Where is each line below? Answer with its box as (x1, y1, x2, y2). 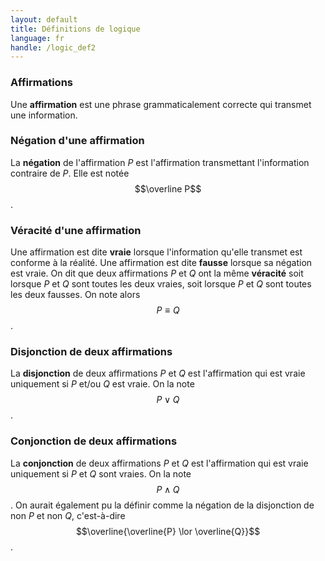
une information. (10, 109, 78, 121)
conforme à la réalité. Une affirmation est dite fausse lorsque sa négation (10, 257, 313, 269)
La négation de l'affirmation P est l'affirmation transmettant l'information (10, 156, 310, 168)
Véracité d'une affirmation (10, 223, 142, 237)
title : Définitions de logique (10, 24, 141, 34)
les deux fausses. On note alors (10, 289, 141, 301)
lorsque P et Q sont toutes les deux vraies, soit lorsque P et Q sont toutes (10, 278, 312, 290)
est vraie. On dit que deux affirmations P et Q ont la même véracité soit (10, 267, 304, 280)
